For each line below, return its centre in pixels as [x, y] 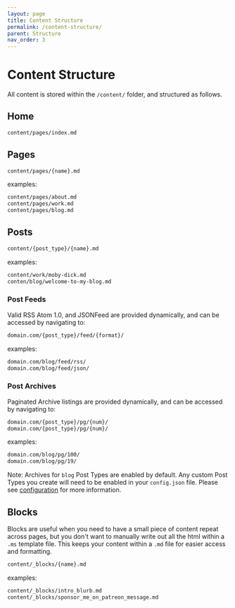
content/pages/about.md [42, 197]
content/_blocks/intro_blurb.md [55, 590]
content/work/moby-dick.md [47, 275]
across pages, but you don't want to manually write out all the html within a [116, 537]
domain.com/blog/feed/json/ [49, 368]
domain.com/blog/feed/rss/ [47, 361]
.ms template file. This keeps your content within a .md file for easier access [116, 544]
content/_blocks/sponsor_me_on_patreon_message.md [83, 597]
